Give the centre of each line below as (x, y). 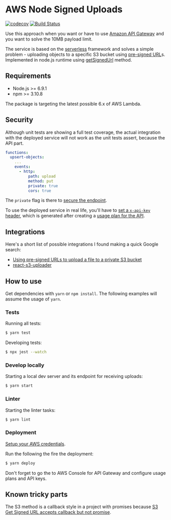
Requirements (28, 76)
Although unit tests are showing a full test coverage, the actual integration (83, 132)
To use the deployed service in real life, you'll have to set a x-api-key (78, 210)
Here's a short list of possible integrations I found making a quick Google (82, 244)
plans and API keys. (26, 478)
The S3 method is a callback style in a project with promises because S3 (82, 507)
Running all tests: (23, 324)
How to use (23, 281)
